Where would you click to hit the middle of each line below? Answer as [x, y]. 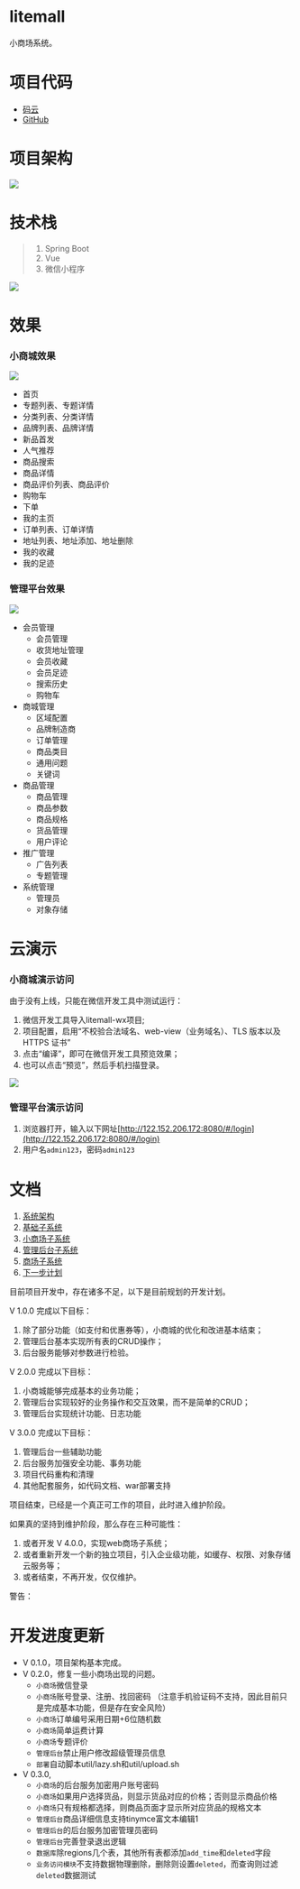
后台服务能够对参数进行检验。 [77, 1353]
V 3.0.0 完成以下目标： [51, 1433]
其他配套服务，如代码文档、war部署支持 [96, 1486]
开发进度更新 [57, 1636]
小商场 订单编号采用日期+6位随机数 [99, 1719]
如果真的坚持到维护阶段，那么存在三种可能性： [96, 1524]
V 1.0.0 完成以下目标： [50, 1311]
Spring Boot [67, 248]
